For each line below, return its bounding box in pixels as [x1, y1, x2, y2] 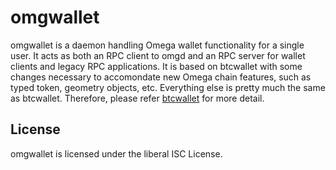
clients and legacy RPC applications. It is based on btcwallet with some [10, 60, 303, 72]
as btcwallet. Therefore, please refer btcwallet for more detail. [10, 92, 265, 104]
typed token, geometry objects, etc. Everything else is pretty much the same [10, 81, 326, 93]
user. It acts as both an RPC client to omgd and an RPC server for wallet [10, 49, 306, 61]
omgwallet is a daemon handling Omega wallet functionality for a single [10, 39, 305, 51]
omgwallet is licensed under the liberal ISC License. [10, 147, 223, 160]
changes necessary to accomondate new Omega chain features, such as [10, 71, 312, 83]
